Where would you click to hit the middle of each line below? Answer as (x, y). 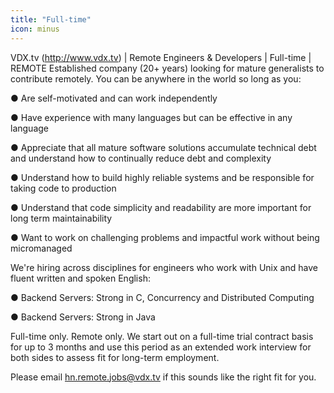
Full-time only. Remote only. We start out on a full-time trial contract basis (162, 336)
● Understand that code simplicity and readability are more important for (161, 207)
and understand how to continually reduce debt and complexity (141, 158)
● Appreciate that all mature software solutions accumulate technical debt (163, 147)
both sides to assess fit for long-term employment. (115, 357)
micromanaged (41, 248)
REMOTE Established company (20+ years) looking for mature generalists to (167, 68)
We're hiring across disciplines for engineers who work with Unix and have (164, 267)
